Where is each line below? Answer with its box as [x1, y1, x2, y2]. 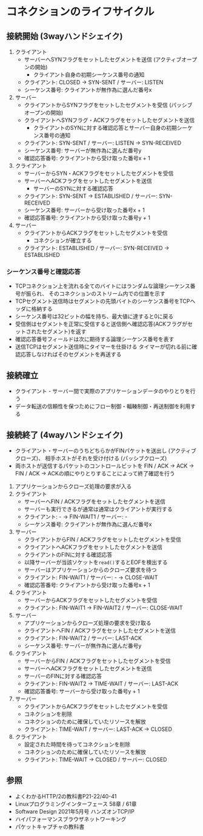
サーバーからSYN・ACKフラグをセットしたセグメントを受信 [24, 170, 174, 177]
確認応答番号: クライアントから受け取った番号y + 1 [24, 214, 150, 221]
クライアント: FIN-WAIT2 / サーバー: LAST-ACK [24, 634, 142, 642]
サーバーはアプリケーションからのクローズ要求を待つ [24, 566, 157, 573]
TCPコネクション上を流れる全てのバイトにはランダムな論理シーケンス [15, 282, 190, 290]
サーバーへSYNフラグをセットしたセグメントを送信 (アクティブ [24, 56, 182, 63]
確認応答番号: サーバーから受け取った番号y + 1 [24, 687, 141, 695]
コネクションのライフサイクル [6, 5, 155, 19]
